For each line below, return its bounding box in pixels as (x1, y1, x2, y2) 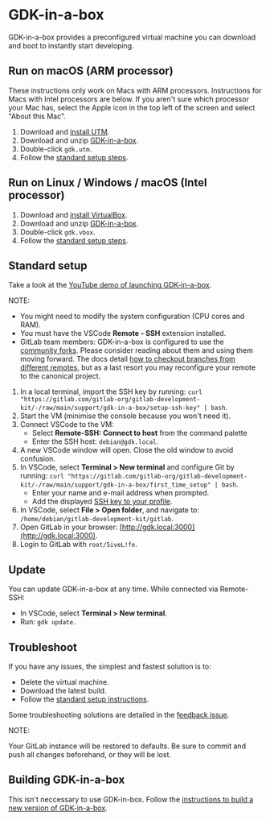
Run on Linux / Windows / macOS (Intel (8, 176, 207, 190)
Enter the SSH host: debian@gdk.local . (31, 437, 159, 446)
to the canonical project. (19, 371, 101, 381)
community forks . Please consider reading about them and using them (19, 346, 253, 355)
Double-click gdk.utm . (19, 143, 92, 154)
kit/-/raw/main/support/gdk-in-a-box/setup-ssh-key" (19, 404, 201, 412)
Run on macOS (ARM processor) (8, 64, 174, 78)
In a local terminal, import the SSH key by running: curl (19, 387, 202, 396)
